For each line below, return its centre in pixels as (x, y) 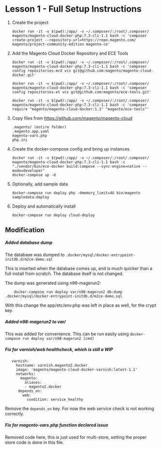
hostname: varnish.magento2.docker (52, 366)
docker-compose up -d (34, 175)
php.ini (20, 140)
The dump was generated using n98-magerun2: (53, 283)
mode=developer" (28, 171)
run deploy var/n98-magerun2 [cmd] (58, 339)
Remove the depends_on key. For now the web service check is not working (80, 409)
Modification (25, 230)
